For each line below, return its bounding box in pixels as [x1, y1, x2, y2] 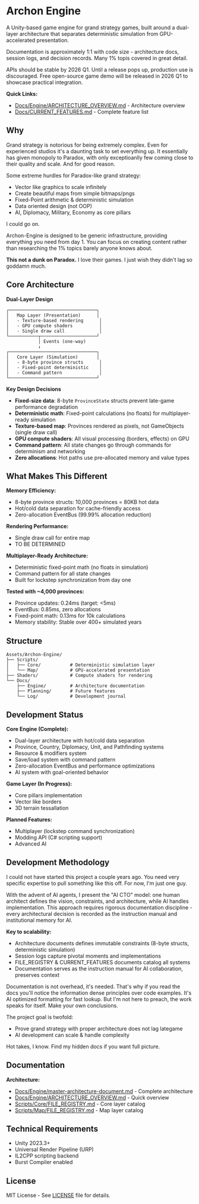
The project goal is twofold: [6, 1013, 74, 1020]
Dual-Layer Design [6, 295, 53, 302]
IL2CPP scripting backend [14, 1152, 79, 1159]
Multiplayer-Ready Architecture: [6, 552, 89, 559]
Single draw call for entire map [14, 534, 90, 541]
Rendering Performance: [6, 523, 69, 530]
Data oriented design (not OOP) [14, 202, 93, 209]
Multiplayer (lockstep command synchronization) [14, 828, 135, 834]
